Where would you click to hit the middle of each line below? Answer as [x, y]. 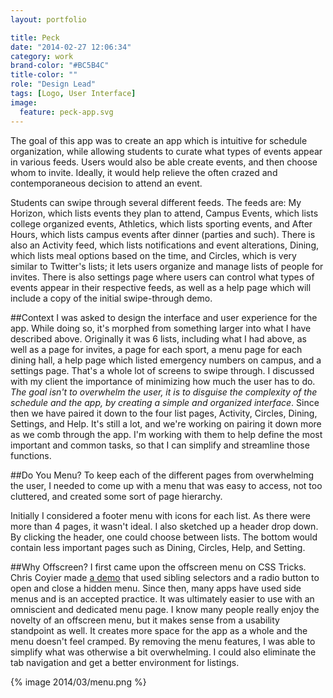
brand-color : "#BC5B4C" [60, 66]
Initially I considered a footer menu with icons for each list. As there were [160, 515]
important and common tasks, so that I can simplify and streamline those [160, 445]
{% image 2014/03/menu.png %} [78, 682]
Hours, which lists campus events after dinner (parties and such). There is [163, 234]
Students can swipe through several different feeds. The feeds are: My [156, 202]
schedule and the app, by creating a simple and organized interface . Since [165, 402]
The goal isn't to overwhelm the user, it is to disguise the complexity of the [164, 392]
